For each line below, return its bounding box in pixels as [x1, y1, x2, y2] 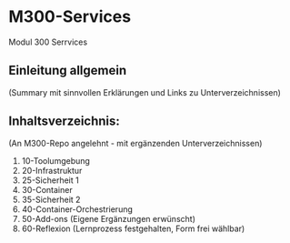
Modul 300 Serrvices [8, 36, 88, 47]
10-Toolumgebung [21, 155, 90, 166]
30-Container [21, 184, 74, 195]
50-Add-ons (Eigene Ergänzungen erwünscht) [21, 213, 196, 224]
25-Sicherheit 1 [21, 175, 79, 186]
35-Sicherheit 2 [21, 194, 81, 205]
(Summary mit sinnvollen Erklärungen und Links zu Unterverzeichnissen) [8, 86, 281, 97]
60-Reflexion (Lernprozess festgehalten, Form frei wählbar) [21, 223, 245, 234]
